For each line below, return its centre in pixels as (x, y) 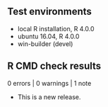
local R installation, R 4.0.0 (56, 28)
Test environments (49, 12)
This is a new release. (49, 97)
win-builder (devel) (45, 44)
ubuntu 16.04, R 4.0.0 (48, 36)
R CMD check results (54, 66)
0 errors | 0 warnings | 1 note (49, 83)
